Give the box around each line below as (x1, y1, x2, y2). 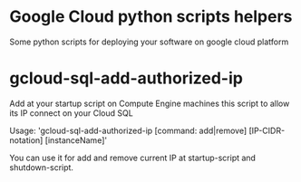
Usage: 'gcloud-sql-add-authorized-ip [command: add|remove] (9, 125, 248, 136)
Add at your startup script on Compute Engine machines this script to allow (9, 98, 290, 109)
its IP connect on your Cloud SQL (9, 107, 133, 119)
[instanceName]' (44, 134, 107, 146)
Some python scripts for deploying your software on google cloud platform (9, 36, 289, 47)
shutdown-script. (9, 161, 74, 173)
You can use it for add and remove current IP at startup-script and (9, 152, 257, 163)
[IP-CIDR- (248, 125, 286, 136)
